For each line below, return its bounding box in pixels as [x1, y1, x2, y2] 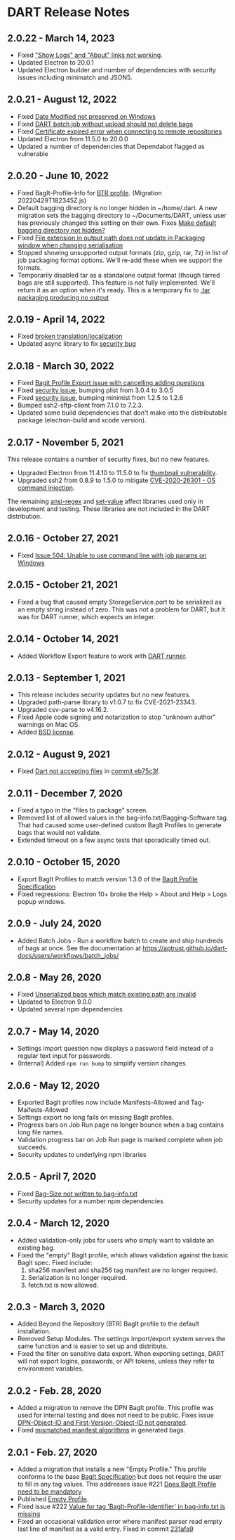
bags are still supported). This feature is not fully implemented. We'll [17, 278, 215, 287]
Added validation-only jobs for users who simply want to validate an [17, 1236, 215, 1244]
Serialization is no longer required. [27, 1273, 128, 1281]
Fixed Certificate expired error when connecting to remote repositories [17, 127, 222, 136]
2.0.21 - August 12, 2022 [7, 93, 117, 105]
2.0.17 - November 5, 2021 [7, 436, 124, 448]
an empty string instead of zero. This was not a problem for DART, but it [17, 605, 226, 614]
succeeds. [17, 1143, 48, 1151]
